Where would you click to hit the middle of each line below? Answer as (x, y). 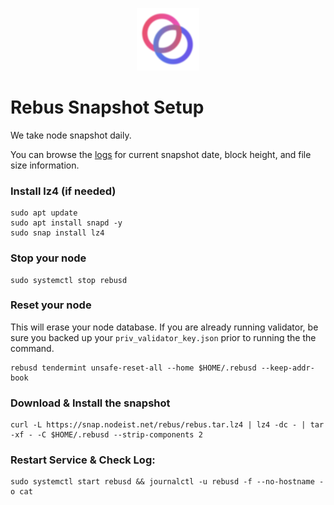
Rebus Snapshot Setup (107, 107)
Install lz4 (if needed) (63, 191)
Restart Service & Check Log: (83, 460)
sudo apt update (44, 213)
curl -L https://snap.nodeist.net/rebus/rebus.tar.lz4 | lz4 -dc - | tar (167, 425)
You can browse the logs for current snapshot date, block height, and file (161, 154)
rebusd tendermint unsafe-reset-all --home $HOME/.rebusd (133, 368)
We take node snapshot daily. (71, 135)
